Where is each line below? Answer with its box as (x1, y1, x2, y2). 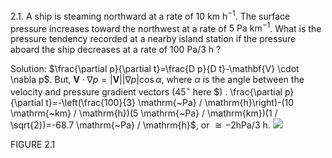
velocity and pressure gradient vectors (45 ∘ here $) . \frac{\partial (10, 84, 283, 98)
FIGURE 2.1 (10, 138, 56, 150)
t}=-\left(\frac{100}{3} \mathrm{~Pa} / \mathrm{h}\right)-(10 (45, 96, 295, 108)
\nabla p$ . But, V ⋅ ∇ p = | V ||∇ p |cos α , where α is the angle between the (10, 74, 305, 86)
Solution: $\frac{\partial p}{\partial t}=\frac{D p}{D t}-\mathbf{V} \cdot (10, 63, 300, 75)
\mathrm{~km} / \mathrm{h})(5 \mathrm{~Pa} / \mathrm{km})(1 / (10, 107, 278, 119)
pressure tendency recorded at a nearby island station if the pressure (10, 33, 297, 45)
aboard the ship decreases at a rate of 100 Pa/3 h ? (10, 44, 222, 56)
